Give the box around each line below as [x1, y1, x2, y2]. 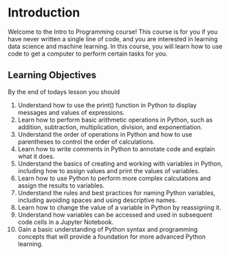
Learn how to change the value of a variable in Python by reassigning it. [17, 203, 221, 211]
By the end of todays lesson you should [8, 87, 120, 96]
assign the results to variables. [17, 181, 105, 190]
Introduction [8, 5, 80, 21]
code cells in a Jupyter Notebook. [17, 218, 114, 226]
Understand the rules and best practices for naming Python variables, [17, 188, 216, 197]
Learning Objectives [8, 69, 97, 81]
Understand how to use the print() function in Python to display [17, 101, 197, 109]
